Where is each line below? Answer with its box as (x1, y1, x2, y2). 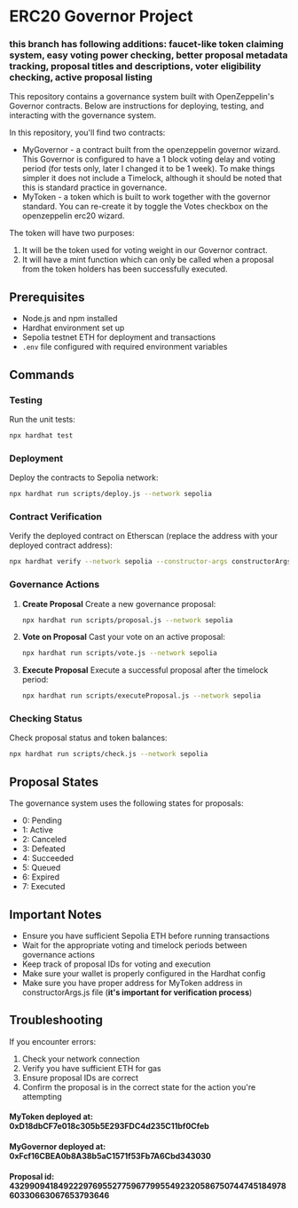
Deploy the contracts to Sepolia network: (9, 472, 159, 483)
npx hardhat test (9, 430, 74, 440)
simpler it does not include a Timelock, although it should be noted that (21, 173, 282, 184)
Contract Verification (9, 510, 102, 523)
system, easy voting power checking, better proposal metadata (9, 49, 288, 61)
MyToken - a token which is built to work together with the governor (21, 192, 271, 202)
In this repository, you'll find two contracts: (9, 127, 166, 138)
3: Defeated (21, 843, 66, 854)
